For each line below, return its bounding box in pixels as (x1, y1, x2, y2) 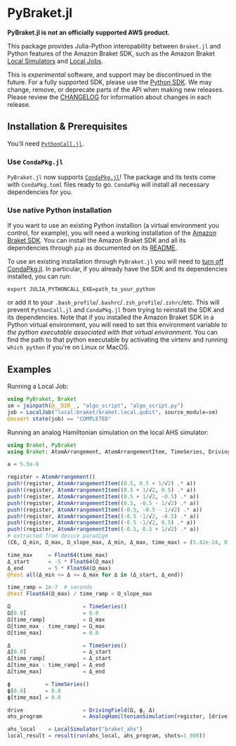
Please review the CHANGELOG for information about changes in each (7, 93, 212, 101)
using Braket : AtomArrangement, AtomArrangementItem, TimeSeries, (7, 448, 206, 455)
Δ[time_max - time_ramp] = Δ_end (7, 662, 105, 669)
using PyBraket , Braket (7, 396, 77, 403)
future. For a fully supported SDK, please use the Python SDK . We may (7, 77, 212, 86)
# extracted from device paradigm (7, 532, 109, 539)
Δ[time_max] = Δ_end (7, 668, 105, 676)
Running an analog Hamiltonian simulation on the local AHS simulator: (7, 427, 209, 437)
